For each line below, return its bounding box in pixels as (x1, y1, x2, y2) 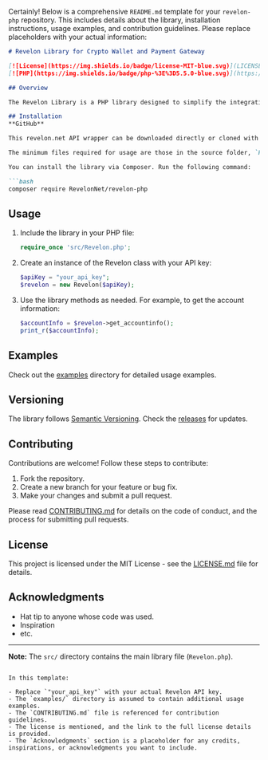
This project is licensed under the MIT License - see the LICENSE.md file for (8, 558, 258, 569)
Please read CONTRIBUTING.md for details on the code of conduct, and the (8, 506, 258, 516)
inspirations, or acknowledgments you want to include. (8, 743, 198, 752)
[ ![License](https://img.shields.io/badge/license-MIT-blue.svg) (8, 61, 230, 70)
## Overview (8, 84, 48, 92)
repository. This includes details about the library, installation (21, 15, 221, 25)
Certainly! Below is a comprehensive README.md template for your (8, 7, 221, 16)
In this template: (8, 674, 69, 682)
